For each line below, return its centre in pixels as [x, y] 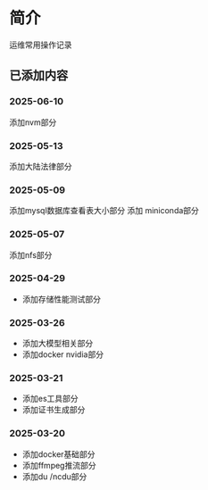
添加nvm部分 [33, 122]
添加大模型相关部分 [58, 344]
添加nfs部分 [31, 254]
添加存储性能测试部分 [61, 299]
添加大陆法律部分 [41, 166]
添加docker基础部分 [58, 454]
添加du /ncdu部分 [54, 476]
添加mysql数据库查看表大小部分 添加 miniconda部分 [104, 211]
